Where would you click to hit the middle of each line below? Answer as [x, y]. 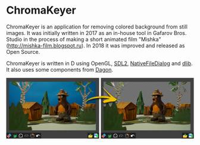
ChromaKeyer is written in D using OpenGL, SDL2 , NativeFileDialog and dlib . [99, 63]
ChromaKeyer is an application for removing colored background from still [97, 27]
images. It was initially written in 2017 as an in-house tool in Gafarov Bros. [96, 33]
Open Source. [23, 51]
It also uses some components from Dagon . [60, 69]
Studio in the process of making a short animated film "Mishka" [84, 39]
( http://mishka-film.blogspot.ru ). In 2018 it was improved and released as [96, 46]
